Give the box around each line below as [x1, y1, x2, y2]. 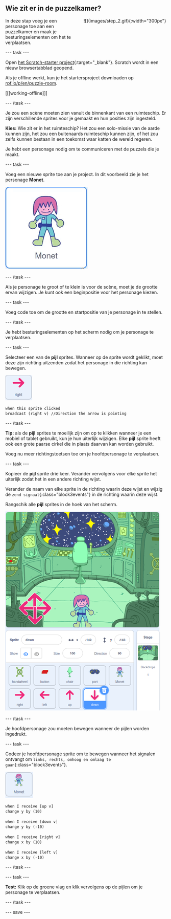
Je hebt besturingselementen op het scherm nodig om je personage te [5, 329, 154, 335]
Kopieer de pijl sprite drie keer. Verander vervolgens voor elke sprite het [5, 470, 157, 476]
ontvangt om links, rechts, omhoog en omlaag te [5, 756, 111, 762]
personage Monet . [5, 177, 45, 183]
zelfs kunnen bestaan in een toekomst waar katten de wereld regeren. [5, 136, 152, 142]
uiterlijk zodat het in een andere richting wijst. [5, 476, 101, 482]
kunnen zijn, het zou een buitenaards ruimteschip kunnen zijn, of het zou [5, 130, 158, 137]
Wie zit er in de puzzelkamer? [5, 4, 102, 13]
